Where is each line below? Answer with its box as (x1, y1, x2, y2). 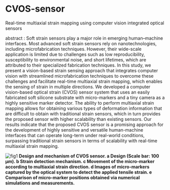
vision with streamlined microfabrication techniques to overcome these (5, 73, 154, 79)
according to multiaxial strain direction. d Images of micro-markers (5, 164, 150, 170)
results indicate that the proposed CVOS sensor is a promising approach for (5, 121, 164, 128)
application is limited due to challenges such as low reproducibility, (5, 51, 146, 57)
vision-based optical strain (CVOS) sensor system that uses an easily (5, 89, 150, 95)
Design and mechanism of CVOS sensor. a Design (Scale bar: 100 (18, 153, 159, 159)
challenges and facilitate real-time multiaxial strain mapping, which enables (5, 78, 163, 84)
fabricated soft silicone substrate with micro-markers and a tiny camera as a (5, 94, 165, 101)
